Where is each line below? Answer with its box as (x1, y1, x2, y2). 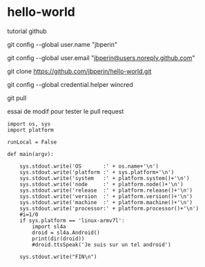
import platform (7, 126, 54, 133)
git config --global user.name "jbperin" (7, 40, 117, 48)
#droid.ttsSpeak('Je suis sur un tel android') (32, 241, 171, 248)
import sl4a (32, 223, 67, 230)
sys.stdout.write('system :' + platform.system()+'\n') (19, 175, 190, 181)
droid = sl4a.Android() (32, 229, 100, 236)
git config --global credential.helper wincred (7, 80, 133, 88)
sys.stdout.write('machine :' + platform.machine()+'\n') (19, 199, 193, 206)
